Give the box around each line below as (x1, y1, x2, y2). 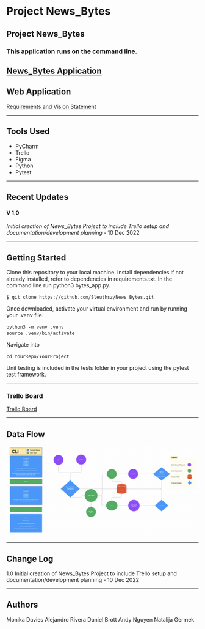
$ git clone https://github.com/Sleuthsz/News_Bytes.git (6, 294, 154, 300)
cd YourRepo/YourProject (6, 353, 70, 359)
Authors (6, 600, 38, 610)
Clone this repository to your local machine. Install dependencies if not (6, 268, 184, 276)
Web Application (6, 87, 71, 97)
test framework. (6, 370, 46, 378)
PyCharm (15, 142, 39, 150)
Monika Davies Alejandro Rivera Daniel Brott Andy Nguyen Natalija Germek (6, 616, 195, 623)
